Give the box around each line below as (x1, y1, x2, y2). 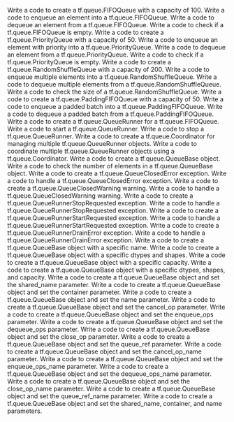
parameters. (7, 407, 43, 415)
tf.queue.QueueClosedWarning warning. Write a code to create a (7, 191, 193, 200)
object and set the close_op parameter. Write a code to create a (7, 333, 191, 341)
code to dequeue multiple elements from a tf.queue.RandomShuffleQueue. (7, 80, 221, 88)
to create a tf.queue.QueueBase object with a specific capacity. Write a (7, 259, 212, 266)
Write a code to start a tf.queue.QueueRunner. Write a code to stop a (7, 125, 205, 133)
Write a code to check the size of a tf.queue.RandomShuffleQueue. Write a (7, 87, 222, 96)
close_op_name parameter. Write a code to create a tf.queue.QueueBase (7, 384, 216, 393)
